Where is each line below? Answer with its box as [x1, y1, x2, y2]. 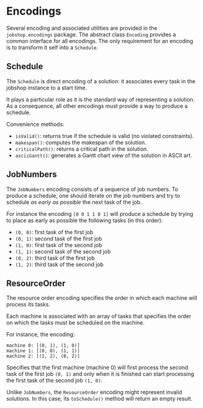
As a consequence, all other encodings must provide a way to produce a [6, 102, 188, 109]
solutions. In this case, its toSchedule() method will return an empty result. [6, 395, 193, 403]
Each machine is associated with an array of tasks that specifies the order [6, 313, 191, 320]
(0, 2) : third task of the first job [15, 254, 95, 261]
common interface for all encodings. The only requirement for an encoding [6, 37, 193, 44]
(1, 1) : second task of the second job [15, 247, 111, 255]
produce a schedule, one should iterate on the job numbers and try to [6, 192, 181, 199]
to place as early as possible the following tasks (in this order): [6, 216, 163, 224]
